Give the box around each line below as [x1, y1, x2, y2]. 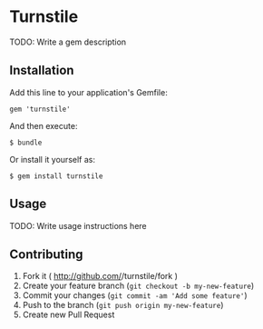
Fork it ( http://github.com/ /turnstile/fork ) [22, 271, 179, 282]
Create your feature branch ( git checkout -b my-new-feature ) [22, 280, 255, 292]
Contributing [9, 246, 83, 262]
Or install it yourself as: [9, 154, 95, 164]
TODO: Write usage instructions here [9, 220, 147, 231]
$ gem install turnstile [9, 171, 103, 181]
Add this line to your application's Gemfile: [9, 86, 168, 97]
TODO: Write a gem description [9, 36, 127, 47]
